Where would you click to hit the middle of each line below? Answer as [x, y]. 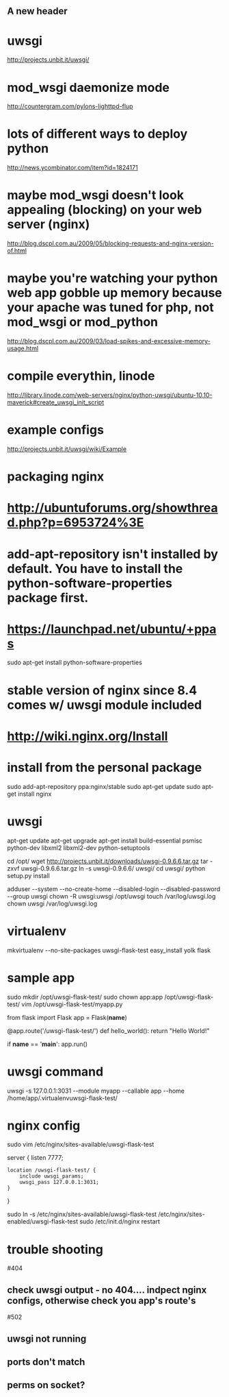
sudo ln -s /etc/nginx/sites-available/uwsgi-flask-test [82, 1214]
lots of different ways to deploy [97, 134]
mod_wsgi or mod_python [83, 322]
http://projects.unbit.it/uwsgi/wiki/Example [67, 449]
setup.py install [28, 875]
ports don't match [46, 1362]
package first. [48, 597]
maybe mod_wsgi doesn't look [96, 195]
